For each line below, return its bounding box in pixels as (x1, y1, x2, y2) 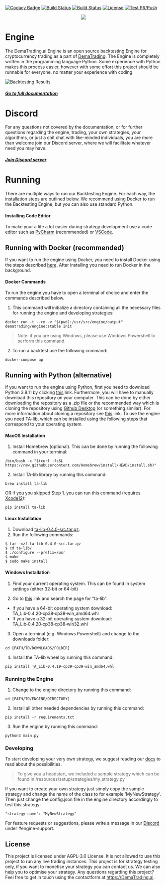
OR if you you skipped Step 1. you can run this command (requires (5, 490, 141, 496)
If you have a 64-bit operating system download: (12, 605, 113, 611)
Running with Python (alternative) (5, 371, 112, 379)
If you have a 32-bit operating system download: (12, 615, 112, 621)
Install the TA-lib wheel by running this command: (12, 654, 114, 660)
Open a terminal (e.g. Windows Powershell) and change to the (12, 630, 140, 636)
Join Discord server (5, 157, 47, 163)
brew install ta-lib (5, 481, 48, 486)
